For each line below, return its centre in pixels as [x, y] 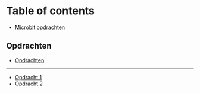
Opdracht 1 [28, 77]
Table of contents [51, 11]
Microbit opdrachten [40, 27]
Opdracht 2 [29, 84]
